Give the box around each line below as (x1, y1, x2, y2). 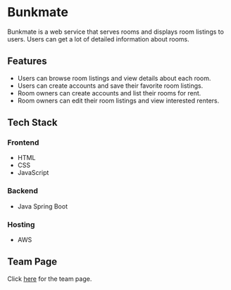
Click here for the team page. (7, 275, 92, 283)
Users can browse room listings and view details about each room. (17, 74, 211, 82)
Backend (7, 186, 39, 196)
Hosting (7, 219, 35, 229)
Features (7, 55, 47, 67)
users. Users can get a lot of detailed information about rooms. (7, 34, 189, 43)
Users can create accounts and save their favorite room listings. (17, 81, 204, 90)
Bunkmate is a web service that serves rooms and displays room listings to (7, 27, 224, 36)
